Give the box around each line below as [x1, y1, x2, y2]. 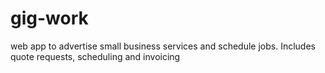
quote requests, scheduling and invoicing [10, 50, 181, 62]
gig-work [10, 7, 89, 30]
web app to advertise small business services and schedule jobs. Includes [10, 40, 316, 52]
